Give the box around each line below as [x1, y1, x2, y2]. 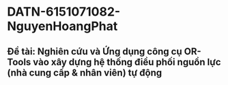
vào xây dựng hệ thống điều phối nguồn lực [33, 56, 221, 68]
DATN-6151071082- [7, 4, 121, 20]
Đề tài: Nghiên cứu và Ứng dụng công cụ [7, 46, 182, 57]
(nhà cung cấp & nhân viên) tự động [7, 67, 162, 78]
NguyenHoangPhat [7, 18, 118, 34]
